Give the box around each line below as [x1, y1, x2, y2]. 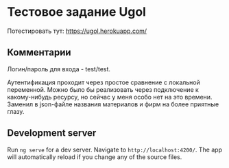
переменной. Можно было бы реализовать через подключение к [7, 85, 199, 93]
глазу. [7, 107, 25, 115]
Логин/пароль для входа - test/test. [7, 64, 111, 73]
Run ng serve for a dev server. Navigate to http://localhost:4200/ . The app [7, 145, 223, 154]
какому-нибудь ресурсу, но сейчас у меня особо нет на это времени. [7, 93, 213, 101]
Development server [7, 128, 97, 139]
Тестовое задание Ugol [7, 4, 146, 20]
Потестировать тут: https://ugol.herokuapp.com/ [7, 27, 147, 35]
